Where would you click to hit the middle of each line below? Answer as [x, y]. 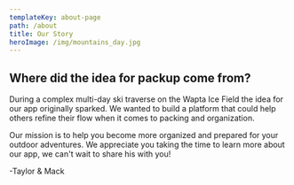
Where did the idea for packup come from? [130, 77]
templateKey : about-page [55, 17]
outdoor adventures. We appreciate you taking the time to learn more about [147, 145]
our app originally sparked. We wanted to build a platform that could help [143, 109]
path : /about [33, 26]
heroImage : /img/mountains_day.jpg [75, 42]
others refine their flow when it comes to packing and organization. [132, 118]
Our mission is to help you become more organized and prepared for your [144, 135]
